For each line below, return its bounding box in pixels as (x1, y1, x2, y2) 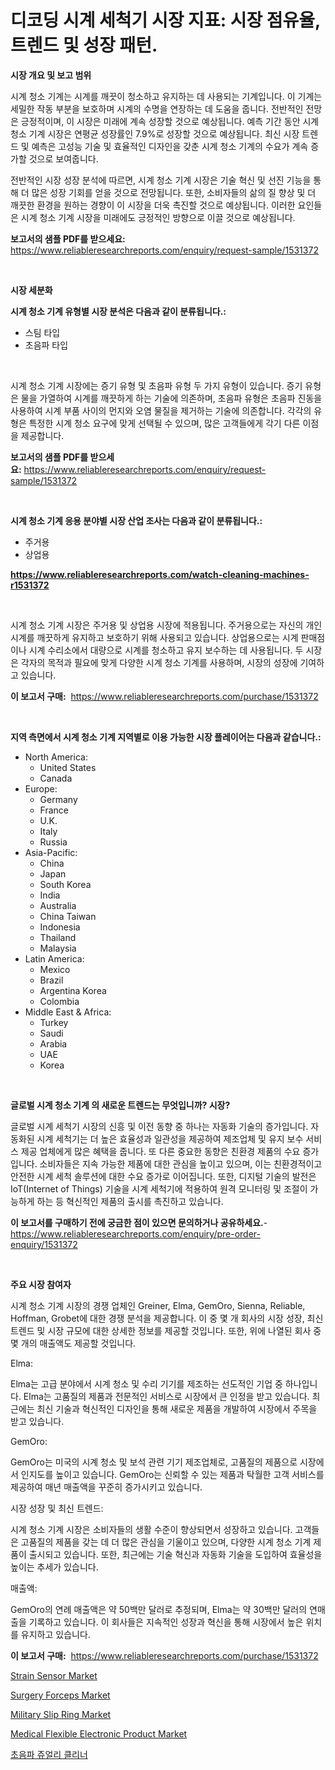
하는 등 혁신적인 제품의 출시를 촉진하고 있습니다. (36, 1195, 224, 1207)
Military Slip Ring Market (10, 1708, 112, 1720)
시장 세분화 (10, 284, 53, 296)
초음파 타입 (24, 339, 69, 351)
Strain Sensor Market (10, 1669, 98, 1681)
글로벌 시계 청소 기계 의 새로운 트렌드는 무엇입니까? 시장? (10, 1099, 231, 1111)
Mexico (39, 963, 71, 975)
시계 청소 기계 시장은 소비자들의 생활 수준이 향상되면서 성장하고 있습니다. (10, 1523, 293, 1535)
